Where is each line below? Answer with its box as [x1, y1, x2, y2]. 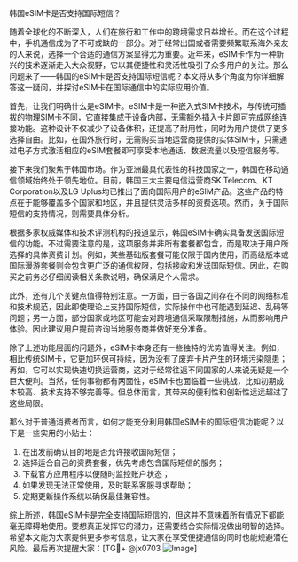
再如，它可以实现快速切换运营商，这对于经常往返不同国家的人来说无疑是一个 [9, 364, 289, 375]
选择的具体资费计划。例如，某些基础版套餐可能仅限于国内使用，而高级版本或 [9, 249, 289, 260]
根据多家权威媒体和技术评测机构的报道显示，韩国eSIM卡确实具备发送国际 [9, 227, 277, 238]
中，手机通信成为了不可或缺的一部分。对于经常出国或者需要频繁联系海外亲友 [9, 38, 289, 48]
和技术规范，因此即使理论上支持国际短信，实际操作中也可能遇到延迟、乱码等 [9, 301, 289, 312]
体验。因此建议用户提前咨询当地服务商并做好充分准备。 [9, 324, 211, 334]
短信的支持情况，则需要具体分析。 [9, 208, 134, 219]
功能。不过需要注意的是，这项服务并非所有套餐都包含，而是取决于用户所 [24, 238, 289, 248]
